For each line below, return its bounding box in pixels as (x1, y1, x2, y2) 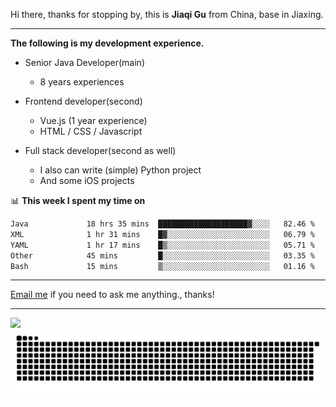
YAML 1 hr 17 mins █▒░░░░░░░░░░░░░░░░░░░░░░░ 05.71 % (10, 240, 315, 250)
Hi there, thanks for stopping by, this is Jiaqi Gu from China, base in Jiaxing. (10, 9, 324, 20)
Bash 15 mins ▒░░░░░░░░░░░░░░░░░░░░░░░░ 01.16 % (10, 261, 315, 271)
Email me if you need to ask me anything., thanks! (10, 289, 215, 301)
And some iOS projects (39, 175, 135, 186)
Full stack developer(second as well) (24, 145, 177, 156)
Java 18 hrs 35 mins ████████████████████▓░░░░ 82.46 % (10, 219, 315, 229)
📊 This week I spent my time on (10, 195, 146, 206)
